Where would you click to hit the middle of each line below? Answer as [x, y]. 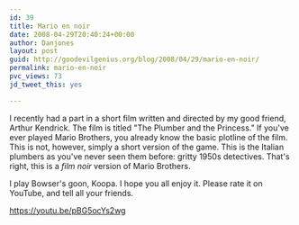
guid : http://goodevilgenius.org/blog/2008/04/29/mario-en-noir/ [134, 59]
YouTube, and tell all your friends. [71, 193]
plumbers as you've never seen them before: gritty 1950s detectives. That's [149, 156]
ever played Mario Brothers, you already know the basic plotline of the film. [149, 137]
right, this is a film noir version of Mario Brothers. [100, 166]
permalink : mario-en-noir [58, 68]
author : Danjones [42, 43]
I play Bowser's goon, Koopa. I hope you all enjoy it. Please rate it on [136, 183]
